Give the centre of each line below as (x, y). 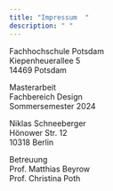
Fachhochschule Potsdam (57, 51)
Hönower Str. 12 (38, 132)
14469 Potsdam (38, 70)
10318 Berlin (32, 142)
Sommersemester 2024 (52, 106)
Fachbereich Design (46, 96)
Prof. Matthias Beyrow (50, 169)
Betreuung (28, 159)
